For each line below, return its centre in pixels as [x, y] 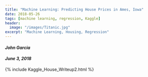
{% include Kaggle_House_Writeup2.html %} [50, 69]
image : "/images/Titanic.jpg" [40, 28]
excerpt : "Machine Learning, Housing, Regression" [57, 32]
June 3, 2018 [18, 59]
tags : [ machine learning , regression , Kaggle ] [53, 18]
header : [13, 23]
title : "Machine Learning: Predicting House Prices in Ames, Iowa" [74, 9]
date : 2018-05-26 [22, 14]
